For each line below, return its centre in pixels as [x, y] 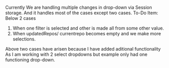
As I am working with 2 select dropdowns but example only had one [76, 54]
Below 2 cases [21, 18]
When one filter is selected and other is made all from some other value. [88, 28]
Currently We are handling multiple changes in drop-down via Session [79, 7]
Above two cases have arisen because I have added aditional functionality [83, 49]
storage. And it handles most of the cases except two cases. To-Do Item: [82, 13]
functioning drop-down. [30, 60]
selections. [24, 39]
